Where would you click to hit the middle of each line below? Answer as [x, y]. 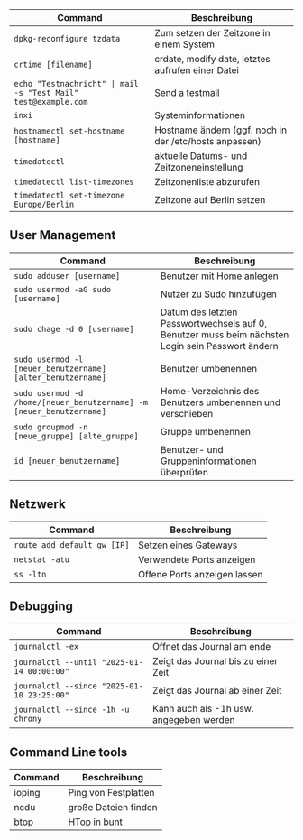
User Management [63, 235]
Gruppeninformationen [208, 461]
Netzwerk [37, 504]
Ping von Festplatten [111, 793]
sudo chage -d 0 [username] [74, 329]
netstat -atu [42, 559]
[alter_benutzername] [60, 377]
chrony [28, 719]
